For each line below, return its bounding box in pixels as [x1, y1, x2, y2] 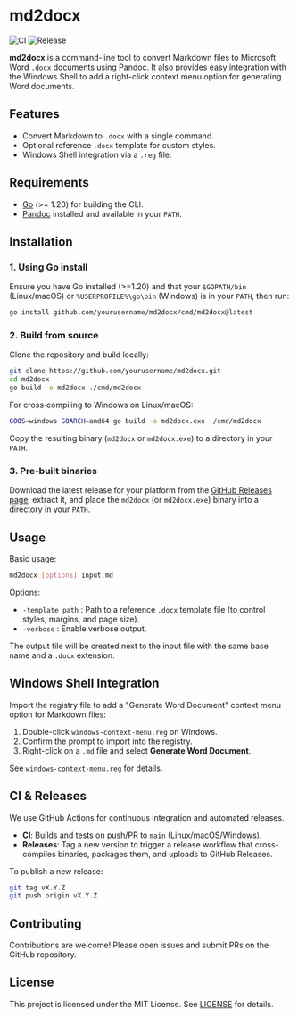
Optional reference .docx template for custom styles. [21, 139, 216, 150]
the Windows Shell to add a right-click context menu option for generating [9, 71, 282, 81]
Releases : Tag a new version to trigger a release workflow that [21, 839, 253, 849]
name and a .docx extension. [9, 649, 115, 661]
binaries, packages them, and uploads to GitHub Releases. [57, 848, 274, 859]
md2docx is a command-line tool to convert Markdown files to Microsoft [9, 52, 277, 63]
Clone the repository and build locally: [9, 349, 149, 360]
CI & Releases [9, 789, 87, 804]
